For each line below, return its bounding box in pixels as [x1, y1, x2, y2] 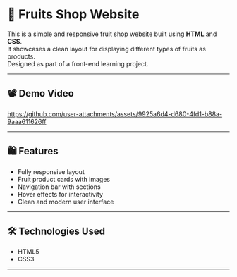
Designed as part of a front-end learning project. [7, 59, 149, 68]
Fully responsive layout [17, 167, 85, 176]
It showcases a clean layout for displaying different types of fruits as [7, 44, 207, 53]
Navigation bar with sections [17, 183, 101, 191]
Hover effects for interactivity [17, 190, 104, 198]
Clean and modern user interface [17, 197, 114, 206]
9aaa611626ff [7, 117, 47, 125]
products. [7, 52, 35, 61]
